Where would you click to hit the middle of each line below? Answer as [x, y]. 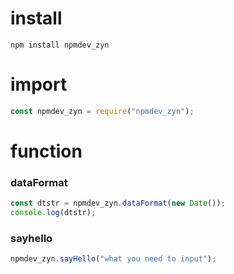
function [46, 151]
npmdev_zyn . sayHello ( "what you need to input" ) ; [113, 259]
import [39, 84]
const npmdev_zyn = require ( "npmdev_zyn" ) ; [102, 111]
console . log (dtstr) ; [53, 213]
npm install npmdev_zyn [60, 45]
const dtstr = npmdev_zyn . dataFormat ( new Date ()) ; [118, 203]
